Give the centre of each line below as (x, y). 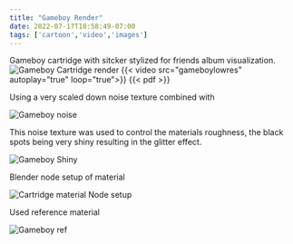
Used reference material (54, 212)
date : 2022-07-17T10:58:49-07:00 (73, 26)
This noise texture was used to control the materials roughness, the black (146, 132)
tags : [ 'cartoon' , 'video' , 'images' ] (78, 34)
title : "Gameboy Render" (56, 18)
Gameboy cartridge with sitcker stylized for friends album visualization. (142, 61)
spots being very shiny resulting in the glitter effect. (106, 142)
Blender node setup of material (67, 177)
